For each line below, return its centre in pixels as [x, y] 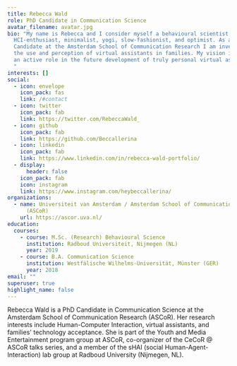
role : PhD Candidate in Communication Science [77, 20]
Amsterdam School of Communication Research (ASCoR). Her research [111, 317]
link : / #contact [44, 100]
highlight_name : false [41, 290]
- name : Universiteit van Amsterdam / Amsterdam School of [102, 205]
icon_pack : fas [42, 93]
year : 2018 [42, 270]
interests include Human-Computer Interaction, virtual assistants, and [108, 325]
